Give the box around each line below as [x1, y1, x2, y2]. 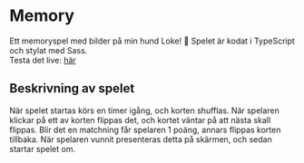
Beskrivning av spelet [9, 81, 135, 96]
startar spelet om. [9, 143, 75, 154]
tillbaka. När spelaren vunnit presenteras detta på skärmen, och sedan [9, 133, 272, 145]
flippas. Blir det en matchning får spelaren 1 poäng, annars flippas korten [9, 124, 281, 135]
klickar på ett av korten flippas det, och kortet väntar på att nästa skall [9, 114, 271, 125]
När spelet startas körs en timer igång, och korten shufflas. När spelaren [9, 105, 279, 116]
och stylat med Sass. [9, 44, 88, 55]
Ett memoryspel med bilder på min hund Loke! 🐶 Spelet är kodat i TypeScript [9, 35, 295, 46]
